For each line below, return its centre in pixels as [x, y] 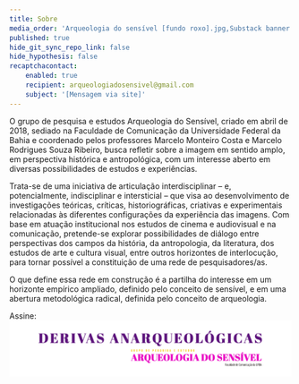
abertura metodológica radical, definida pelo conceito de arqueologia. [138, 298]
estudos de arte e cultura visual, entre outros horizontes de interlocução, [144, 252]
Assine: [23, 316]
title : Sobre [34, 19]
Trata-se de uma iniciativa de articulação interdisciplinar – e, [120, 186]
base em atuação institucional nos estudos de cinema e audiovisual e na [143, 224]
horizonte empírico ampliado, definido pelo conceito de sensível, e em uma [148, 289]
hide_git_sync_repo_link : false [69, 47]
